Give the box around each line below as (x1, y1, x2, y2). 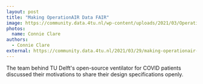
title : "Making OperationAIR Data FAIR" (6, 14, 110, 20)
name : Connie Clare (11, 31, 61, 37)
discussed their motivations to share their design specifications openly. (6, 70, 184, 78)
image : (6, 20, 23, 26)
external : (6, 48, 31, 54)
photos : (6, 25, 26, 32)
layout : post (6, 8, 39, 15)
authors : (6, 37, 28, 43)
